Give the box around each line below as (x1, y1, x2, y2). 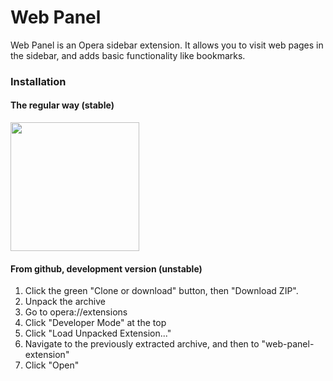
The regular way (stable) (10, 99, 115, 111)
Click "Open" (24, 359, 80, 371)
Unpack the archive (24, 296, 106, 308)
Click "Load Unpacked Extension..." (24, 327, 172, 340)
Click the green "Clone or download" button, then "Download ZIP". (24, 285, 299, 297)
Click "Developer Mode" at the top (24, 317, 167, 329)
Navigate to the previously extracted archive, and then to (24, 338, 260, 350)
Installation (10, 74, 67, 88)
